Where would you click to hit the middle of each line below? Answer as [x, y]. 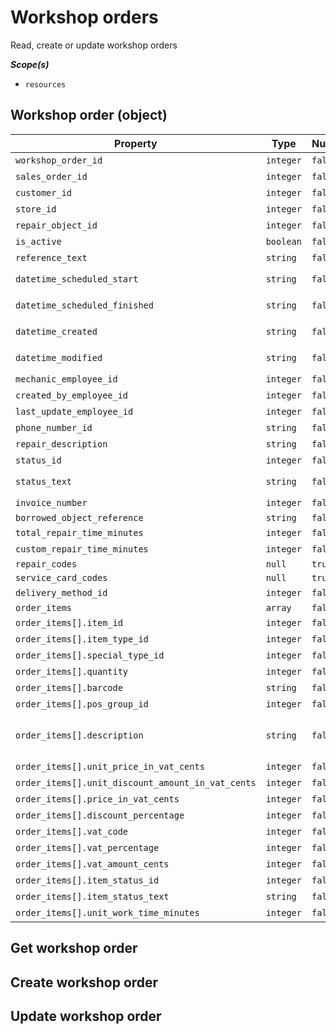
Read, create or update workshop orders [94, 45]
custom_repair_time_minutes [82, 549]
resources [45, 84]
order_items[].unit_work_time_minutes [107, 912]
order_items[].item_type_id [82, 639]
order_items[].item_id [69, 622]
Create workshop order [84, 982]
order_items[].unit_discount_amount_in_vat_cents [136, 782]
